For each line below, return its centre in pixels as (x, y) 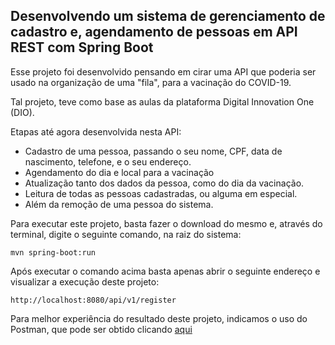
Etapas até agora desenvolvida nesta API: (96, 131)
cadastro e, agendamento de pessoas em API (154, 32)
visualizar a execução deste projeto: (85, 281)
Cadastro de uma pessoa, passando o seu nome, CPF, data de (153, 151)
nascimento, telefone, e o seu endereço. (108, 161)
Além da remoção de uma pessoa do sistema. (119, 204)
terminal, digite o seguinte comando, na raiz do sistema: (126, 234)
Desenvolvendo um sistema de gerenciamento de (168, 16)
